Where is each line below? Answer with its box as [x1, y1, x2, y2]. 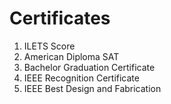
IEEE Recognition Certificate [23, 72, 140, 84]
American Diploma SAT [23, 50, 120, 62]
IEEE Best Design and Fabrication [23, 82, 162, 94]
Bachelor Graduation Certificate [23, 61, 156, 73]
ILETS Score [23, 40, 76, 52]
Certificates [9, 7, 111, 30]
